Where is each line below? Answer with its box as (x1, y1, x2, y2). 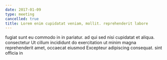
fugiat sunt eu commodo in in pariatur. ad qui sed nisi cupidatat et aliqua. (5, 34, 155, 40)
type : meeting (5, 12, 35, 17)
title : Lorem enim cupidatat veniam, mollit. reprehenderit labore (5, 21, 149, 26)
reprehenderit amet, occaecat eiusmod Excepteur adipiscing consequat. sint (5, 45, 163, 51)
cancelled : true (5, 16, 39, 21)
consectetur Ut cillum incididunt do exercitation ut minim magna (5, 40, 137, 46)
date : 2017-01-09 (5, 7, 41, 12)
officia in (5, 50, 23, 56)
